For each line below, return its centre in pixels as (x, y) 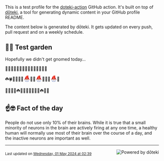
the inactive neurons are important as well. (48, 138)
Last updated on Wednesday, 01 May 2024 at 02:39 (48, 154)
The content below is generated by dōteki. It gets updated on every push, (79, 27)
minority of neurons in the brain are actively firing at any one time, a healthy (81, 128)
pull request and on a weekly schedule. (44, 32)
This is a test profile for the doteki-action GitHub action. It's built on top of (79, 7)
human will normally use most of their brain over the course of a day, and (79, 133)
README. (15, 17)
